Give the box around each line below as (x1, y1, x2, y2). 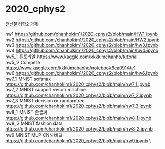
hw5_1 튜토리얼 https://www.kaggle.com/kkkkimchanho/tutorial (5, 53, 138, 60)
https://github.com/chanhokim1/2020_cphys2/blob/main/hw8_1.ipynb (5, 115, 152, 121)
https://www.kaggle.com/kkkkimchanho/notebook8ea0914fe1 (5, 65, 136, 71)
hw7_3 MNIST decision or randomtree (5, 97, 85, 103)
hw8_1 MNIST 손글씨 (5, 109, 48, 115)
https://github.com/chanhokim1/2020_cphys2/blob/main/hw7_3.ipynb (5, 103, 152, 109)
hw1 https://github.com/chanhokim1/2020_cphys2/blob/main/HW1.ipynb (5, 31, 158, 37)
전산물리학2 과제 (5, 21, 39, 27)
